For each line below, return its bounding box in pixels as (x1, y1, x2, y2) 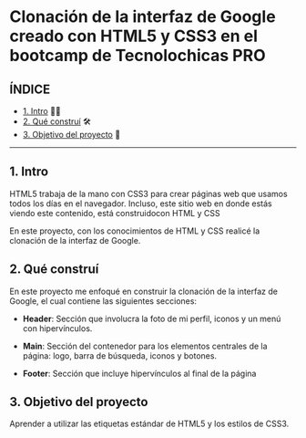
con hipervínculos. (22, 322, 93, 334)
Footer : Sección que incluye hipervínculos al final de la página (22, 368, 257, 379)
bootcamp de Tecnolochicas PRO (9, 46, 266, 66)
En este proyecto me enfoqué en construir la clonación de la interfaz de (9, 286, 278, 297)
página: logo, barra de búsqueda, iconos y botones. (22, 349, 217, 361)
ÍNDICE (9, 81, 51, 97)
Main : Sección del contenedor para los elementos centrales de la (22, 340, 268, 351)
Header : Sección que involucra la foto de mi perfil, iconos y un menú (22, 313, 281, 324)
